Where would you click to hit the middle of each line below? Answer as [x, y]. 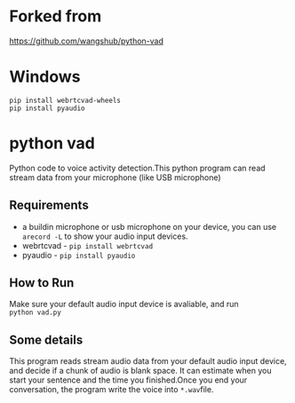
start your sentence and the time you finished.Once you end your [128, 380]
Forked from [56, 16]
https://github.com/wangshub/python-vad [87, 41]
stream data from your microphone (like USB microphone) [115, 177]
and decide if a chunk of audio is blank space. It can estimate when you [140, 371]
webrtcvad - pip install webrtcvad [88, 245]
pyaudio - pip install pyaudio [79, 255]
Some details [46, 340]
